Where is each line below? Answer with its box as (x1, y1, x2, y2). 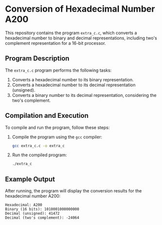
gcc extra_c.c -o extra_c (12, 143, 65, 148)
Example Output (5, 175, 55, 183)
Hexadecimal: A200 (5, 203, 42, 207)
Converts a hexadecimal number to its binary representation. (12, 76, 134, 82)
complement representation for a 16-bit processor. (5, 40, 106, 46)
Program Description (5, 55, 70, 63)
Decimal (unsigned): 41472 (5, 211, 60, 216)
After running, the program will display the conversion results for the (5, 188, 142, 194)
